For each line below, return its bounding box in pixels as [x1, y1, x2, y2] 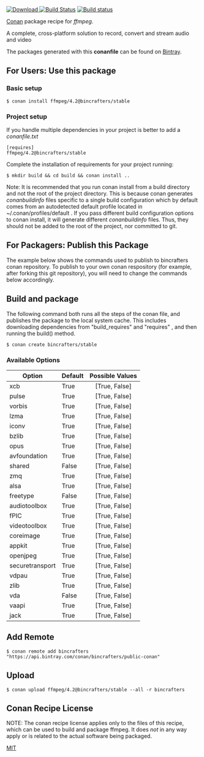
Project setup [6, 112, 47, 121]
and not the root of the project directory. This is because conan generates [6, 190, 193, 197]
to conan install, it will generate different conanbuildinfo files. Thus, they [6, 215, 189, 223]
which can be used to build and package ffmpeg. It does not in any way [6, 726, 187, 733]
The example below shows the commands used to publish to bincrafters [6, 256, 189, 264]
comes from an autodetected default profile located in [6, 202, 143, 210]
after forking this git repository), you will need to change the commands [6, 269, 187, 277]
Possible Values [89, 371, 137, 380]
